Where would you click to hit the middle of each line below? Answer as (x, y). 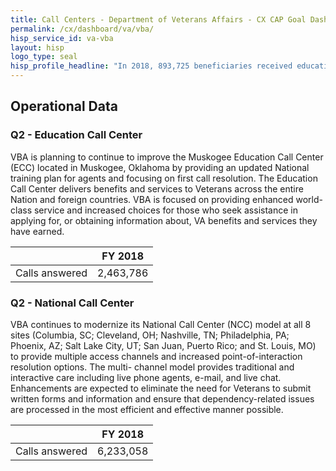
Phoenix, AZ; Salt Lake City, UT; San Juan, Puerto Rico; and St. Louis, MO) (163, 345)
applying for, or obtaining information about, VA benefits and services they (164, 220)
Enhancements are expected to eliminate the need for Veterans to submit (161, 388)
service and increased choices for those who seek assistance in (165, 210)
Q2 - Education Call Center (76, 135)
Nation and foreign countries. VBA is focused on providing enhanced (152, 199)
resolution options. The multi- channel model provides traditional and (152, 367)
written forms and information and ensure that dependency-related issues (162, 398)
